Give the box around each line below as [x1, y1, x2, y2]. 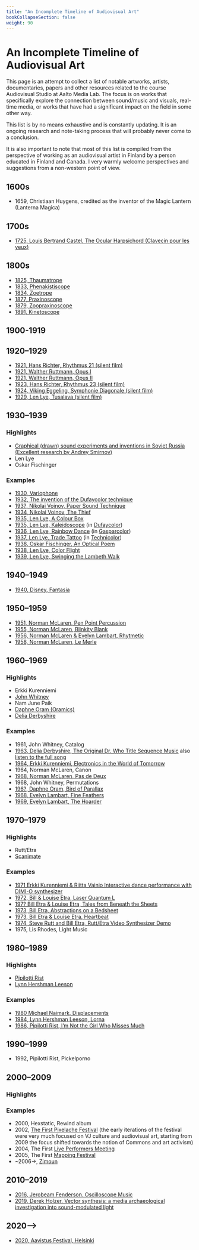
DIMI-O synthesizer [14, 887, 63, 895]
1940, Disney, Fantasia [14, 586, 70, 593]
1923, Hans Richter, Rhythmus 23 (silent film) [14, 380, 125, 388]
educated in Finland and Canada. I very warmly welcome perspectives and [6, 158, 189, 165]
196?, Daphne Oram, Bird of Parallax [14, 785, 104, 792]
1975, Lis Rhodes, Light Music [14, 925, 88, 933]
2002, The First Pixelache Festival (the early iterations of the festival [14, 1126, 182, 1133]
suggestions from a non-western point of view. [6, 165, 121, 172]
